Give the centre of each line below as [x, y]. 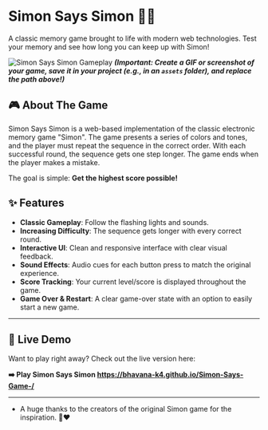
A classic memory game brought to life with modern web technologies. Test [132, 38]
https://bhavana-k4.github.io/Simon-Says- [170, 375]
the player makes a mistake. [54, 162]
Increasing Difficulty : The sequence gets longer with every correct [130, 231]
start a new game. [49, 307]
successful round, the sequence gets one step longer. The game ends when [134, 154]
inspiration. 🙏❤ [45, 417]
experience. [39, 273]
